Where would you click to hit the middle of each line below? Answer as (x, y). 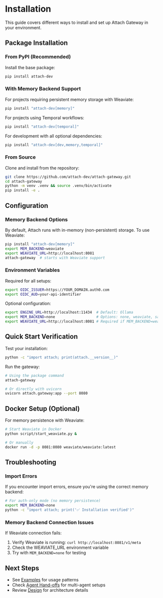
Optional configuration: (28, 303)
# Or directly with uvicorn (33, 389)
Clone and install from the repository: (42, 168)
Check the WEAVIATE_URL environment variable (60, 548)
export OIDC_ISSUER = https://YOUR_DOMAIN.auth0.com (57, 290)
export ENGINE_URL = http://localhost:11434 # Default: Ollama (69, 313)
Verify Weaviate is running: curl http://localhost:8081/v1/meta (76, 542)
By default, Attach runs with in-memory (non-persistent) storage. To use (77, 230)
